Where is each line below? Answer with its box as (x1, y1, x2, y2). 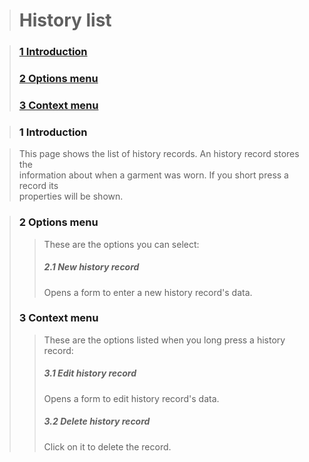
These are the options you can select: (43, 238, 200, 250)
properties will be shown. (18, 190, 124, 203)
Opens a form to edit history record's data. (43, 392, 220, 404)
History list (18, 9, 112, 32)
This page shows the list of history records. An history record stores (18, 148, 300, 160)
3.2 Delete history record (43, 415, 151, 428)
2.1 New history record (43, 261, 140, 273)
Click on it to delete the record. (43, 440, 172, 453)
